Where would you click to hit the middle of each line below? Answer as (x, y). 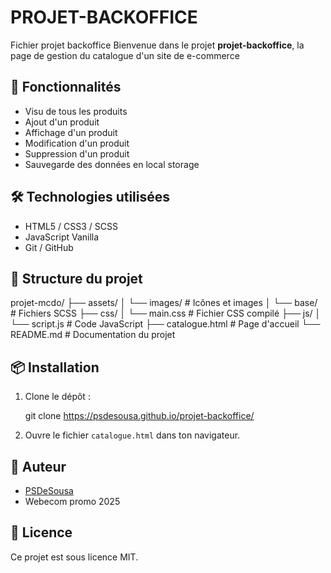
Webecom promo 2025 (72, 501)
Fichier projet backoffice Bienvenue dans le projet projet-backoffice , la (157, 45)
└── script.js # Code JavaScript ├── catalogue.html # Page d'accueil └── (165, 324)
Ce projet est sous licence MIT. (74, 557)
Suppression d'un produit (77, 153)
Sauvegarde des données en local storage (112, 164)
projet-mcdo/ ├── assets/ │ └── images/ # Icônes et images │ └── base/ (164, 303)
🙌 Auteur (38, 466)
